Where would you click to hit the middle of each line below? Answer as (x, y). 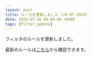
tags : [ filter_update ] (29, 24)
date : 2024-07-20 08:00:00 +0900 (40, 19)
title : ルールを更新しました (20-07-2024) (47, 15)
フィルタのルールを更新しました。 (40, 39)
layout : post (19, 10)
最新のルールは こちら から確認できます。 (47, 50)
